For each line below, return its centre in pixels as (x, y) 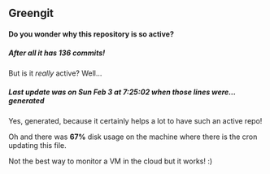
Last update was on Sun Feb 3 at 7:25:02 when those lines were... (122, 92)
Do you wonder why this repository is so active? (91, 34)
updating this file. (37, 145)
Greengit (31, 13)
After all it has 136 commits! (57, 53)
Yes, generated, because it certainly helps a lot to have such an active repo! (135, 120)
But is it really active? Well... (55, 73)
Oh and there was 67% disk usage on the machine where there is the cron (133, 137)
